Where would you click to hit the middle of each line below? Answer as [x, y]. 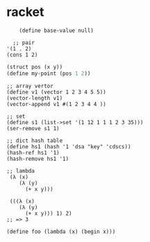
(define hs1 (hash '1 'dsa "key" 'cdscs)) [69, 146]
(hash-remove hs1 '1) [38, 159]
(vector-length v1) [35, 98]
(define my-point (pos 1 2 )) [49, 74]
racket [25, 12]
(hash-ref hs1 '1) [33, 153]
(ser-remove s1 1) [33, 128]
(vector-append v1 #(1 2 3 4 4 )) [57, 104]
